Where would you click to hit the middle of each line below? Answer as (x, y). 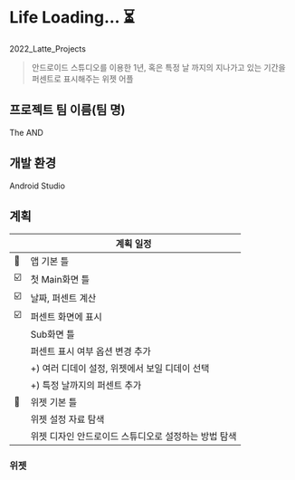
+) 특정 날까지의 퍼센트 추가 (86, 386)
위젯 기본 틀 (54, 402)
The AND (26, 132)
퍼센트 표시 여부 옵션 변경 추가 (90, 351)
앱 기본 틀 (50, 262)
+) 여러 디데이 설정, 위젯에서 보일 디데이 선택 (120, 369)
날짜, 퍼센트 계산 (63, 298)
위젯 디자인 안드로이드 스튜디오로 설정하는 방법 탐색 (133, 437)
